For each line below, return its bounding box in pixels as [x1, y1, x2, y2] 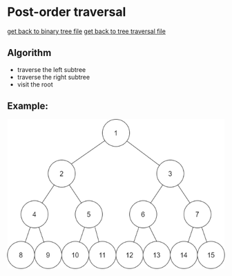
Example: [7, 100, 48, 112]
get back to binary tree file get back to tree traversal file [7, 27, 166, 35]
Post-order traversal [7, 4, 126, 20]
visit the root [17, 80, 53, 89]
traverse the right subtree [17, 73, 90, 81]
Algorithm [7, 47, 52, 59]
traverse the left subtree [17, 65, 86, 73]
